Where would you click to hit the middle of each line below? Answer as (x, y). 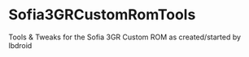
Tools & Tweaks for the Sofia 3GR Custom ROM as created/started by (125, 37)
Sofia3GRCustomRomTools (102, 15)
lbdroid (20, 45)
